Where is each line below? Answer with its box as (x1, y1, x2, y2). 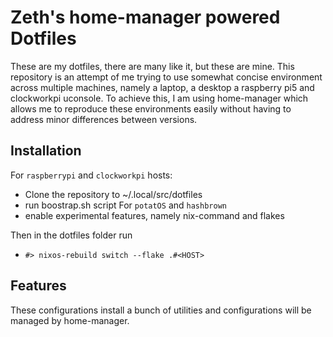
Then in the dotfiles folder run (10, 229, 133, 241)
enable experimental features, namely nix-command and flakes (24, 209, 285, 221)
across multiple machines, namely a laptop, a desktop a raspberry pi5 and (10, 81, 315, 93)
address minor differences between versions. (10, 113, 198, 125)
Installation (10, 142, 82, 160)
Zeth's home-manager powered (10, 6, 281, 29)
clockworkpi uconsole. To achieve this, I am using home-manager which (10, 92, 309, 104)
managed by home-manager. (10, 314, 130, 326)
